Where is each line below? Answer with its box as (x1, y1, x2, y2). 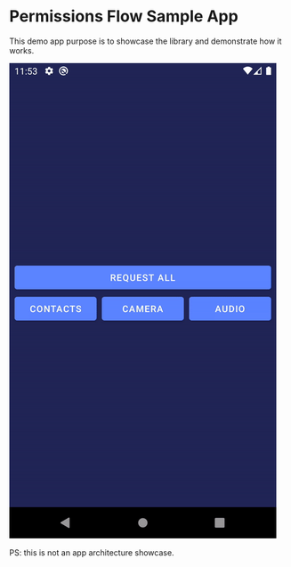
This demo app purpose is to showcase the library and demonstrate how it (9, 36, 282, 46)
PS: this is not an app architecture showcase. (9, 546, 175, 558)
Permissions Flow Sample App (9, 6, 238, 27)
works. (9, 45, 35, 55)
